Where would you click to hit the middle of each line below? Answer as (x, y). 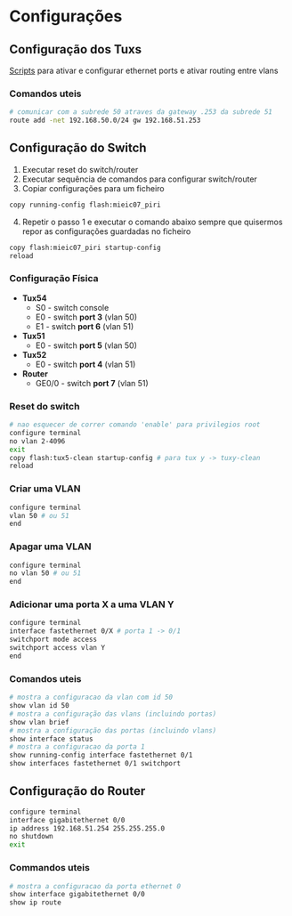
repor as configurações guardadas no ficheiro (106, 231)
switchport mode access (53, 640)
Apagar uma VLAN (50, 547)
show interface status (51, 739)
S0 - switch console (72, 307)
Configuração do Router (77, 791)
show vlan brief (39, 722)
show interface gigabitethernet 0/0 (77, 895)
